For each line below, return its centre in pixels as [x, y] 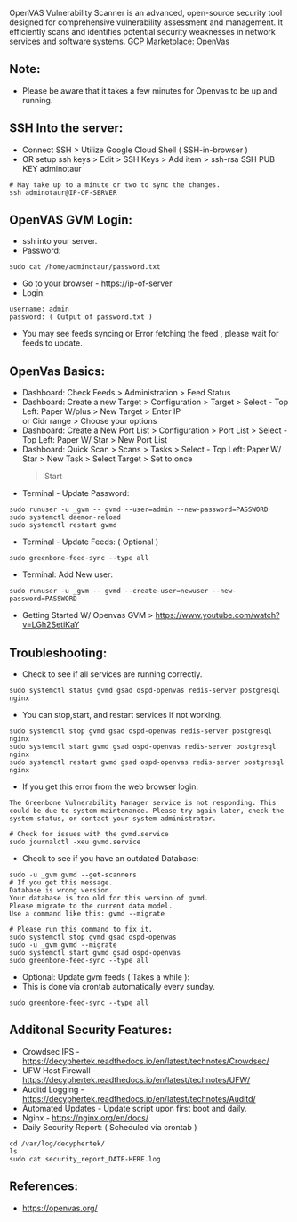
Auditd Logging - [53, 1089]
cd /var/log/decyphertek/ [57, 1144]
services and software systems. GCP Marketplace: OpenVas [119, 41]
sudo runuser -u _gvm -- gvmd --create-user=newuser [109, 591]
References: [44, 1187]
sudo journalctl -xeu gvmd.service [75, 842]
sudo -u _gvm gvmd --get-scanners [73, 875]
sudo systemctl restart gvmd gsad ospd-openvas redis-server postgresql [147, 762]
